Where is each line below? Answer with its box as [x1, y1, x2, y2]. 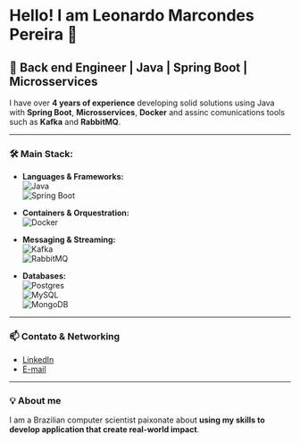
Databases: [21, 271, 67, 281]
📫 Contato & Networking [9, 330, 121, 343]
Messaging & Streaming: [21, 234, 116, 246]
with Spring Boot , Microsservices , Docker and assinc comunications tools [9, 107, 286, 117]
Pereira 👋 [9, 24, 78, 45]
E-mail [21, 364, 46, 374]
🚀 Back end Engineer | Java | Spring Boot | [9, 60, 248, 75]
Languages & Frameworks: [21, 171, 124, 182]
